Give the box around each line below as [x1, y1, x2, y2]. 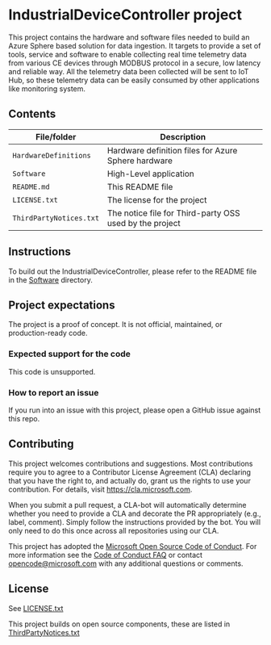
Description [160, 131, 206, 142]
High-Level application [106, 168, 195, 179]
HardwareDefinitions [12, 151, 91, 160]
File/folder [35, 131, 77, 142]
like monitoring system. [8, 83, 86, 94]
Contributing [8, 438, 74, 451]
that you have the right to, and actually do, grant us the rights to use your [8, 475, 252, 485]
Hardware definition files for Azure [106, 144, 238, 156]
